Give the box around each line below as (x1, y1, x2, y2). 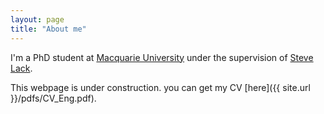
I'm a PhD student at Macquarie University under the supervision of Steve (10, 51, 314, 63)
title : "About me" (10, 24, 87, 34)
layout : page (10, 14, 65, 25)
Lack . (10, 62, 33, 74)
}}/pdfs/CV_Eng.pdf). (10, 92, 97, 104)
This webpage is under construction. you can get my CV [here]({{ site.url (10, 81, 311, 93)
